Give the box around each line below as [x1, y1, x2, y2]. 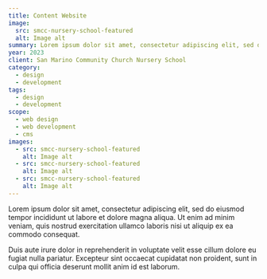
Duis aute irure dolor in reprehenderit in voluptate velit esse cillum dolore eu [8, 245, 257, 254]
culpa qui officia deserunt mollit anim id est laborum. [8, 261, 180, 271]
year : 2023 [8, 49, 44, 57]
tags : [8, 85, 26, 94]
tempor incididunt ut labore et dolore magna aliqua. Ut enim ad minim [8, 212, 235, 222]
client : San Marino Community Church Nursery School [8, 57, 187, 65]
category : [8, 64, 41, 72]
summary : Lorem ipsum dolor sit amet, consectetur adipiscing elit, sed [8, 41, 254, 49]
